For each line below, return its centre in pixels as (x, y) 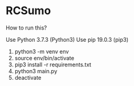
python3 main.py (36, 71)
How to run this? (26, 28)
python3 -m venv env (42, 51)
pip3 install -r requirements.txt (53, 64)
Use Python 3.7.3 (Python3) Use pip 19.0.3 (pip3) (67, 39)
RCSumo (28, 11)
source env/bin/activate (44, 58)
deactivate (28, 77)
